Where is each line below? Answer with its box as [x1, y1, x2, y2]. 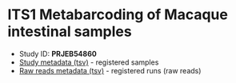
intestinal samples [7, 22, 133, 41]
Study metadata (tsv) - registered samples [18, 57, 159, 67]
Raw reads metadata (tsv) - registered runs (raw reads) [18, 65, 202, 75]
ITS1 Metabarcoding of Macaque [7, 6, 229, 24]
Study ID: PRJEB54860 [18, 49, 97, 58]
